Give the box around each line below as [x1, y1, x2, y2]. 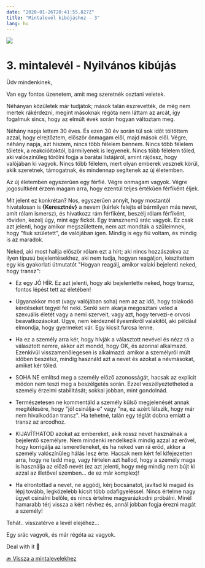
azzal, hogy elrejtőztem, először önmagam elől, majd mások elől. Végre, [6, 134, 188, 141]
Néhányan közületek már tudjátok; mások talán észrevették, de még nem [6, 103, 191, 110]
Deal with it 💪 [6, 543, 40, 550]
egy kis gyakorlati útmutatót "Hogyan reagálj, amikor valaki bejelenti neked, [6, 261, 198, 268]
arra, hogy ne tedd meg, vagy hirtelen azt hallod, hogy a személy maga [15, 456, 196, 464]
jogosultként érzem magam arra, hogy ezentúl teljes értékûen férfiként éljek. [6, 185, 199, 192]
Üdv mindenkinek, [6, 79, 53, 86]
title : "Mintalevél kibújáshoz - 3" [6, 15, 100, 21]
